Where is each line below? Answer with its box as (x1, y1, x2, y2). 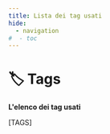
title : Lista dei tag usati (8, 11, 103, 20)
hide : (8, 19, 26, 27)
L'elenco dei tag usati (8, 102, 81, 112)
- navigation (15, 26, 59, 35)
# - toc (8, 34, 38, 43)
